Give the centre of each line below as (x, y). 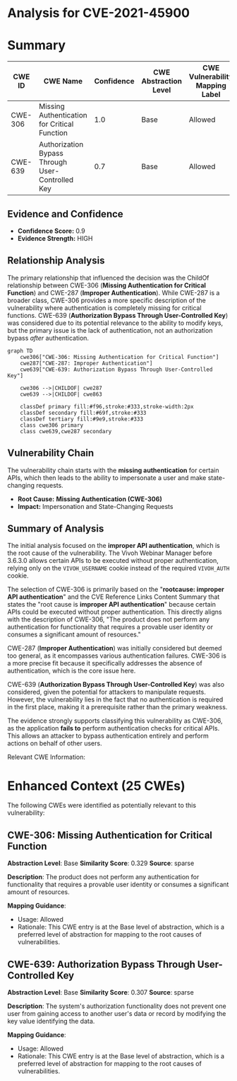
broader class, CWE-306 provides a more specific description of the (107, 300)
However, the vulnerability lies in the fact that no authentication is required (115, 699)
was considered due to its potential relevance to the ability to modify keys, (115, 323)
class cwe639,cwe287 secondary (66, 431)
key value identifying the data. (51, 1021)
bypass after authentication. (48, 338)
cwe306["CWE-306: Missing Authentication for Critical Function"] (120, 357)
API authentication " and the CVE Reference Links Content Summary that (114, 597)
